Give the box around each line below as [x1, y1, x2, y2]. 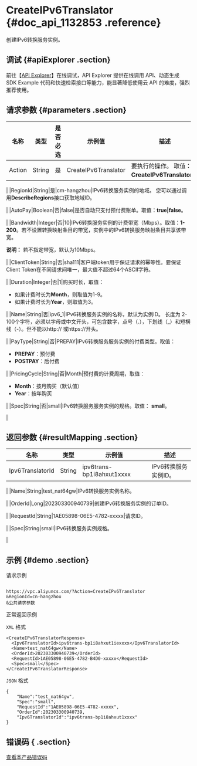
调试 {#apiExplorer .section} [6, 55, 111, 65]
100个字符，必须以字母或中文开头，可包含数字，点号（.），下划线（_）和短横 [6, 318, 191, 325]
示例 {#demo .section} [6, 555, 90, 565]
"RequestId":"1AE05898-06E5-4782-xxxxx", [16, 704, 119, 710]
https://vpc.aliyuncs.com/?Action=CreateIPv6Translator [6, 589, 145, 595]
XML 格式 [6, 623, 26, 631]
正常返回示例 [6, 611, 37, 618]
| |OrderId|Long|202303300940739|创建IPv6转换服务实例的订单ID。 [6, 500, 172, 507]
